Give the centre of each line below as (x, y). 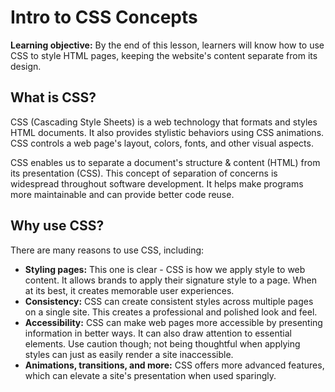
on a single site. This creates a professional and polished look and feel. (171, 312)
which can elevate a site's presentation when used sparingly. (150, 375)
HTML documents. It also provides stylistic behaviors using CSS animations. (167, 132)
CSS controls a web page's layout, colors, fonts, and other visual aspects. (162, 143)
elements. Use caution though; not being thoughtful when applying (162, 343)
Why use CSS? (57, 226)
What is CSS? (53, 97)
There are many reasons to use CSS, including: (107, 250)
